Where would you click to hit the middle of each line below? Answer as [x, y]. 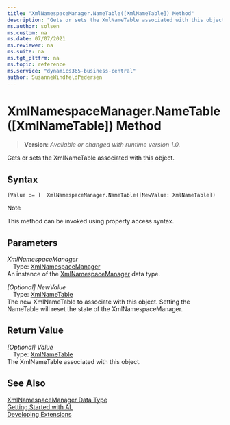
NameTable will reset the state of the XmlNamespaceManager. [95, 308]
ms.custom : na [27, 33]
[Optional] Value [30, 347]
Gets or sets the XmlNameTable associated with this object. [91, 158]
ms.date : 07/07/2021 [37, 39]
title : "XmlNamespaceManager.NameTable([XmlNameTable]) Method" [101, 13]
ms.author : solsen [33, 26]
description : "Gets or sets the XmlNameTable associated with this [105, 20]
